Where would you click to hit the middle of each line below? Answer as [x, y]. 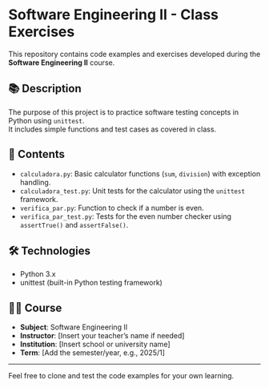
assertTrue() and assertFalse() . [74, 224]
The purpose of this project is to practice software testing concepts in [123, 112]
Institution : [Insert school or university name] [95, 344]
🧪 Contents [37, 154]
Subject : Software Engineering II [74, 327]
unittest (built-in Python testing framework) [91, 283]
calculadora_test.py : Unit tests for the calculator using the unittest [132, 191]
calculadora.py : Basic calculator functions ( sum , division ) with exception [140, 173]
